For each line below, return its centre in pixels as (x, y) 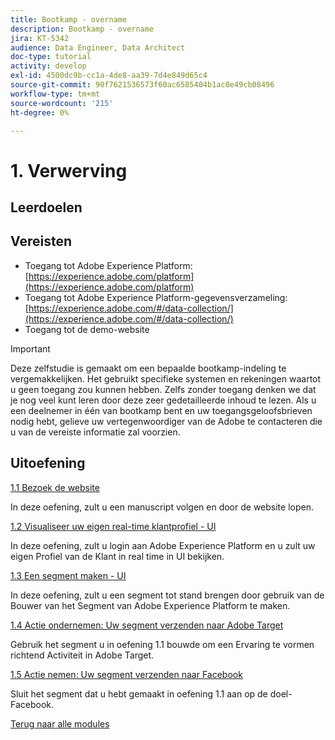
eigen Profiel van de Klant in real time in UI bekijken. (117, 556)
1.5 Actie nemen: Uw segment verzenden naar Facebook (126, 674)
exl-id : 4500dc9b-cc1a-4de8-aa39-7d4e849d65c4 (109, 76)
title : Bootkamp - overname (69, 19)
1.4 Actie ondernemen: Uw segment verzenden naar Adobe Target (147, 625)
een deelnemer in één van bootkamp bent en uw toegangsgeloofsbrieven (161, 410)
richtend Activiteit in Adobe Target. (82, 655)
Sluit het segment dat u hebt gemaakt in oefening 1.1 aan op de (139, 693)
